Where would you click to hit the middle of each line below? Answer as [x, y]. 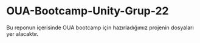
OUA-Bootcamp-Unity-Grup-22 [88, 11]
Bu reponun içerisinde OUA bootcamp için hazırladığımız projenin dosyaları [100, 27]
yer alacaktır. [22, 33]
